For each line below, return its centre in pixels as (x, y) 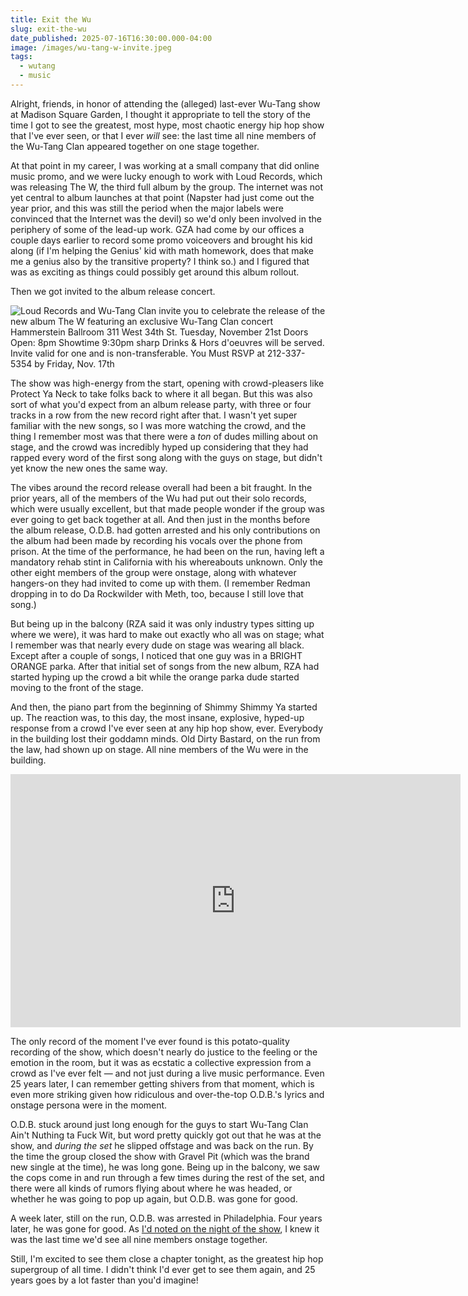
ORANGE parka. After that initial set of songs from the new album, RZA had (165, 666)
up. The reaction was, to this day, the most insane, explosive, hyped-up (157, 717)
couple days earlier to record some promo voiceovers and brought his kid (161, 240)
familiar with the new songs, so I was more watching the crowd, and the (158, 425)
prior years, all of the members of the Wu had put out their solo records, (158, 498)
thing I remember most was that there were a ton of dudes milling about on (164, 436)
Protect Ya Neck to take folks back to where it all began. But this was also (161, 393)
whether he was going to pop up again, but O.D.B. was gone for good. (154, 1198)
